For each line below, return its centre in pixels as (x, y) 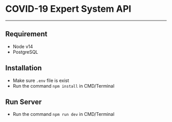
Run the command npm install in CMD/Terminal (63, 86)
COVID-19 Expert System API (68, 9)
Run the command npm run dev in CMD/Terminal (63, 114)
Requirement (26, 34)
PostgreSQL (25, 52)
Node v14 (23, 46)
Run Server (24, 102)
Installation (24, 68)
